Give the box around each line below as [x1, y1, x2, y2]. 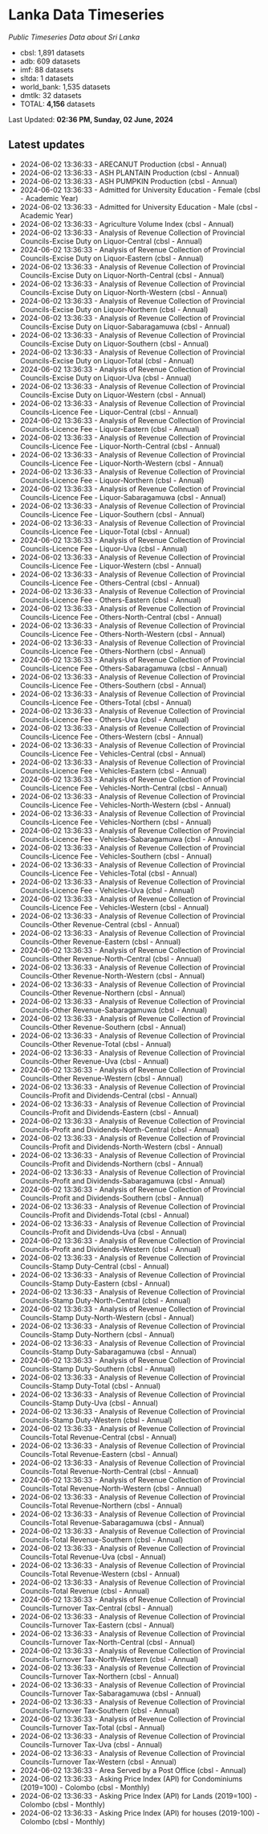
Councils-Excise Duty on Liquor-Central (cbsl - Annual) [19, 236, 203, 246]
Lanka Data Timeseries [8, 6, 164, 24]
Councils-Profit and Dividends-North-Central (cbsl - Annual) [19, 1124, 220, 1134]
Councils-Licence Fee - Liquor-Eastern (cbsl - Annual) [19, 424, 200, 433]
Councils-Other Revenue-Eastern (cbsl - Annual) [19, 937, 181, 946]
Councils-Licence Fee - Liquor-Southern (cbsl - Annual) [19, 509, 205, 519]
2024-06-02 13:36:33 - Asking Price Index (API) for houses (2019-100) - [19, 1807, 261, 1818]
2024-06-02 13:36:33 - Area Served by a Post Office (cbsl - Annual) [19, 1765, 246, 1775]
